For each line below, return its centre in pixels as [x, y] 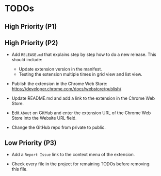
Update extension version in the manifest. [60, 69]
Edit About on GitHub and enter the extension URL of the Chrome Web [81, 113]
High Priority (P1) [31, 26]
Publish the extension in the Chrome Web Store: [59, 84]
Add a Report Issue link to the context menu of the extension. [73, 155]
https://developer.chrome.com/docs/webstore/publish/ [66, 89]
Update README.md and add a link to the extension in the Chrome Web [83, 98]
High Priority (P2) [32, 43]
